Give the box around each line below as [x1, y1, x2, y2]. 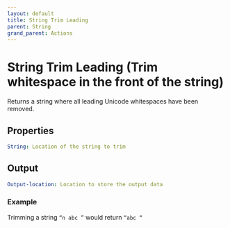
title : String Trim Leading [7, 17, 89, 24]
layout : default [7, 10, 54, 17]
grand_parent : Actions [7, 29, 73, 37]
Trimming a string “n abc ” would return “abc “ [7, 213, 142, 221]
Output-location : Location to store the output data [7, 181, 163, 188]
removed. [7, 105, 35, 113]
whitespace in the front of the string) [7, 74, 224, 90]
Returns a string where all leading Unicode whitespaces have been [7, 97, 199, 106]
